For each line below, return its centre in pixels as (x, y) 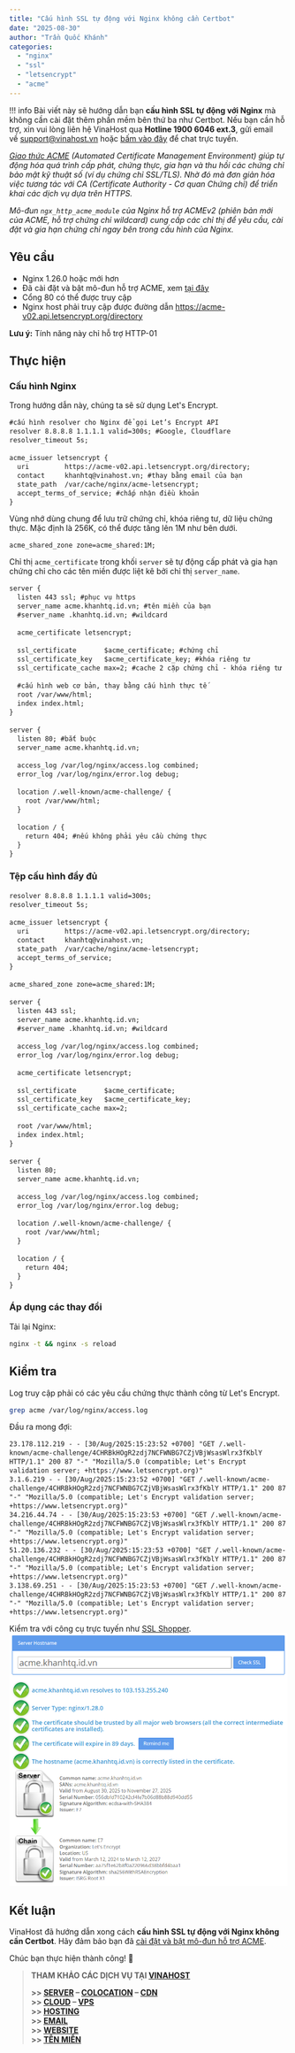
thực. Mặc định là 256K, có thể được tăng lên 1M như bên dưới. (124, 528)
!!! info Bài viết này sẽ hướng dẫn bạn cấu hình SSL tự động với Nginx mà (143, 110)
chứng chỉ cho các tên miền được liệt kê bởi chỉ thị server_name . (125, 572)
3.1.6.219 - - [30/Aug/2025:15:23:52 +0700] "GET (102, 1480)
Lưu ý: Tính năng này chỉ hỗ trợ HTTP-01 (83, 333)
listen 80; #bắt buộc (57, 739)
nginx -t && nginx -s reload (63, 1344)
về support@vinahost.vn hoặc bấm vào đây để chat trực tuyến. (124, 138)
